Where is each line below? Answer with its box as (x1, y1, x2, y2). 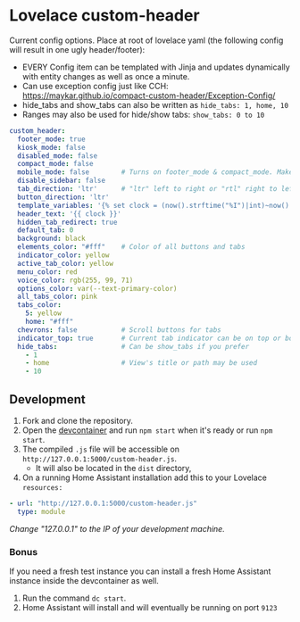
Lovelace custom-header (9, 5, 200, 26)
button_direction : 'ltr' (17, 193, 110, 202)
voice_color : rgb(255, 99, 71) (17, 276, 134, 285)
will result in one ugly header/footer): (9, 44, 146, 54)
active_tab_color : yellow (17, 259, 114, 268)
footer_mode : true (17, 135, 87, 144)
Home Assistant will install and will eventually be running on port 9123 (21, 602, 278, 613)
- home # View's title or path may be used (25, 359, 257, 368)
